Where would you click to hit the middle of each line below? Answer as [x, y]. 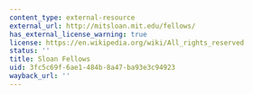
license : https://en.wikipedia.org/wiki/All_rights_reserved [127, 43]
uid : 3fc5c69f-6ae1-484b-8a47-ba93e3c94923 [93, 68]
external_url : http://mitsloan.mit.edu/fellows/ [103, 26]
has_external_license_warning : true [78, 34]
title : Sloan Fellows [50, 59]
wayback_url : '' [40, 76]
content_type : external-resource [72, 17]
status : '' [30, 51]
